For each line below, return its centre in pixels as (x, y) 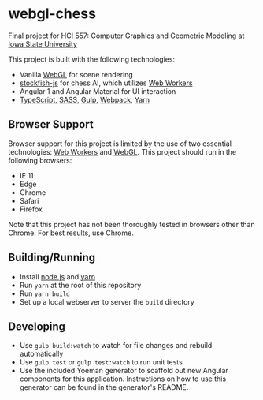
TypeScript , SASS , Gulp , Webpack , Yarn (84, 99)
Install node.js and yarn (57, 276)
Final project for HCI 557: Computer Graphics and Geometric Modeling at (126, 36)
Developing (37, 326)
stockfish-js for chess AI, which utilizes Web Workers (106, 83)
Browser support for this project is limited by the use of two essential (120, 144)
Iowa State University (43, 43)
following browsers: (40, 160)
